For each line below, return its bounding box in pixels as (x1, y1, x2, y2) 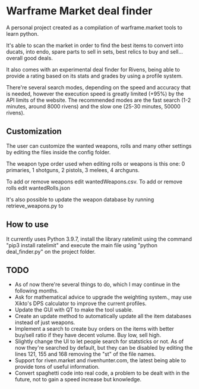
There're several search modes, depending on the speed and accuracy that (6, 83, 191, 91)
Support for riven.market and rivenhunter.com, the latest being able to (14, 357, 186, 364)
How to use (6, 219, 49, 230)
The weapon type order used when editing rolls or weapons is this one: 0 (6, 160, 185, 167)
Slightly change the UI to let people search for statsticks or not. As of (14, 338, 184, 345)
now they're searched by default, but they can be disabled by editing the (14, 344, 193, 351)
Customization (6, 126, 62, 136)
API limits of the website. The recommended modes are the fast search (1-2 (6, 97, 191, 104)
